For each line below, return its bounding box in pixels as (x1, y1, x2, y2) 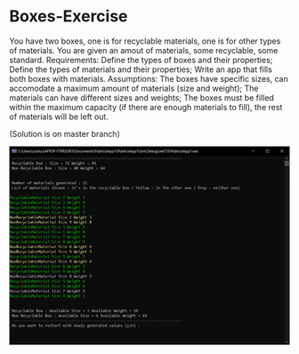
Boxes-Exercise (9, 6, 128, 27)
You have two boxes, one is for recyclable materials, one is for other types (9, 36, 281, 46)
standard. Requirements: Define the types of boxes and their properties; (9, 54, 273, 65)
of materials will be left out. (9, 111, 109, 122)
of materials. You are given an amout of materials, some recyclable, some (9, 44, 279, 55)
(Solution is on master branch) (9, 128, 120, 139)
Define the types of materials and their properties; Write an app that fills (9, 64, 273, 75)
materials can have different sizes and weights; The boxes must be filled (9, 92, 274, 103)
